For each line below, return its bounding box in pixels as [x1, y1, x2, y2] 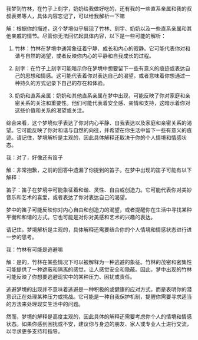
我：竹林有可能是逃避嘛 [6, 246, 63, 253]
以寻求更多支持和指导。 [6, 328, 63, 335]
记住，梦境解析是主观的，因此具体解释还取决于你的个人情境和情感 [21, 134, 181, 141]
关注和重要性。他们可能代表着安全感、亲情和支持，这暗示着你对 [35, 100, 190, 106]
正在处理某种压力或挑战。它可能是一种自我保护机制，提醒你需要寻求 [16, 293, 181, 300]
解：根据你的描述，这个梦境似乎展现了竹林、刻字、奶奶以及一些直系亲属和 [6, 25, 187, 32]
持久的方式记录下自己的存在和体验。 [19, 80, 108, 87]
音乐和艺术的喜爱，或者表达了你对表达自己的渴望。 [6, 194, 130, 200]
